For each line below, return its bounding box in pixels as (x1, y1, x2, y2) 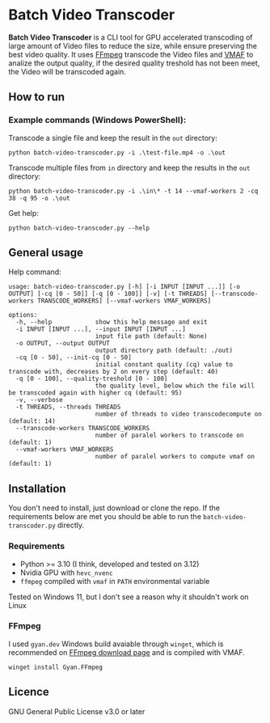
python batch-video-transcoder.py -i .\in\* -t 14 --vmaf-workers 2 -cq (8, 187, 259, 195)
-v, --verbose (15, 396, 63, 404)
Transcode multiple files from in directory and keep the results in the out (8, 163, 251, 172)
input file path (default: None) (95, 332, 208, 340)
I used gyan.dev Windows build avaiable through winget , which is (8, 639, 224, 649)
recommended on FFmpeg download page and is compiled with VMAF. (8, 647, 245, 657)
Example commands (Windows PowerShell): (8, 115, 187, 126)
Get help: (8, 208, 39, 218)
